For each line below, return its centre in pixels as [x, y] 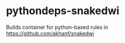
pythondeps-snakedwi [63, 11]
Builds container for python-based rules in [57, 27]
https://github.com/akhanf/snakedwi [50, 33]
